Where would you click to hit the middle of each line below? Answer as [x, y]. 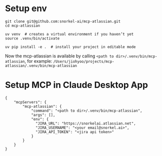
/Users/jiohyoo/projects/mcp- [84, 61]
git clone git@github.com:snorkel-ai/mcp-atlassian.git [63, 21]
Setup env [26, 9]
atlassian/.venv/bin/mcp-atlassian [41, 66]
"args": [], [43, 115]
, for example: [38, 61]
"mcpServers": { [30, 102]
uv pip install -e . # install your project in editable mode [71, 47]
